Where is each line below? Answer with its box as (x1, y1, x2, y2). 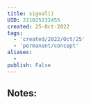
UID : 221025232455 (7, 17, 60, 24)
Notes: (7, 87, 37, 99)
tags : (7, 29, 23, 37)
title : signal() (7, 10, 54, 17)
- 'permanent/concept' (13, 42, 79, 49)
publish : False (7, 62, 51, 69)
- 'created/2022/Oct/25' (13, 36, 85, 43)
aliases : (7, 49, 33, 56)
